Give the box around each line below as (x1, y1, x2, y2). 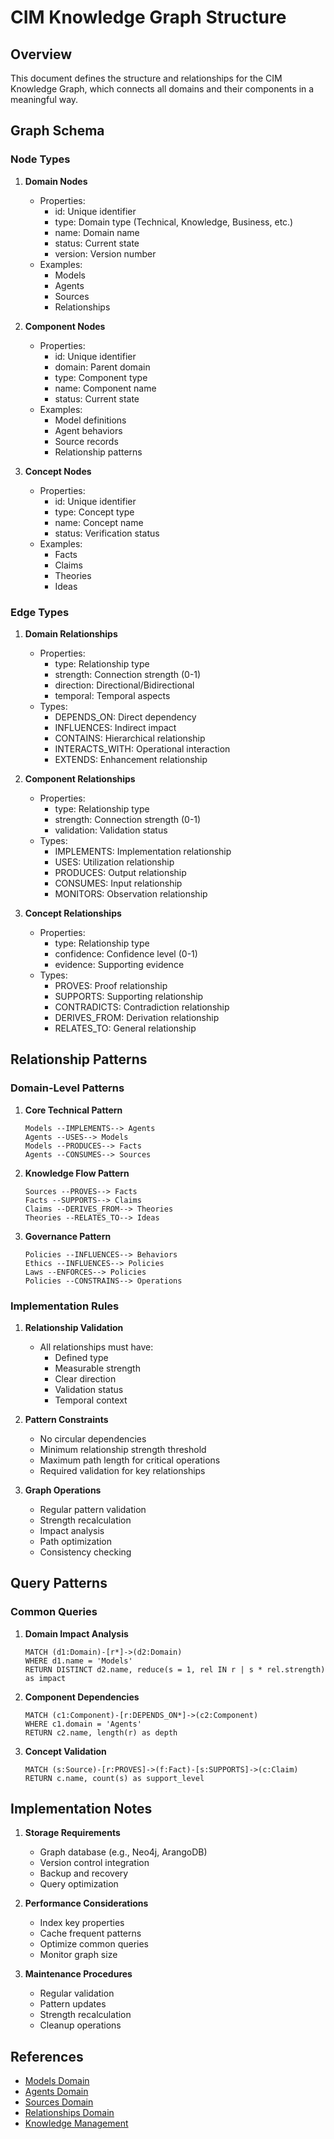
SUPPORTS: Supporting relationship (54, 990, 204, 1002)
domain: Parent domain (54, 361, 151, 373)
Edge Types (10, 605, 70, 619)
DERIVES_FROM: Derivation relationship (54, 1011, 220, 1023)
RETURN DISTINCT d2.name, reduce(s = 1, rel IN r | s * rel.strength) (24, 1664, 326, 1675)
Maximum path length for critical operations (39, 1454, 221, 1466)
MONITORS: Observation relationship (54, 887, 208, 900)
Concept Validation (24, 1745, 107, 1757)
